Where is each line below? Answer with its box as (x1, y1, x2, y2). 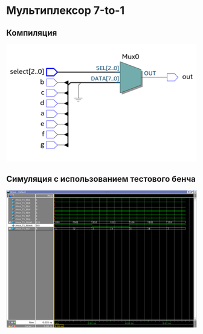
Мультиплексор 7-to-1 (6, 4, 125, 18)
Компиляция (6, 28, 57, 38)
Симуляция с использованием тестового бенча (6, 174, 196, 184)
